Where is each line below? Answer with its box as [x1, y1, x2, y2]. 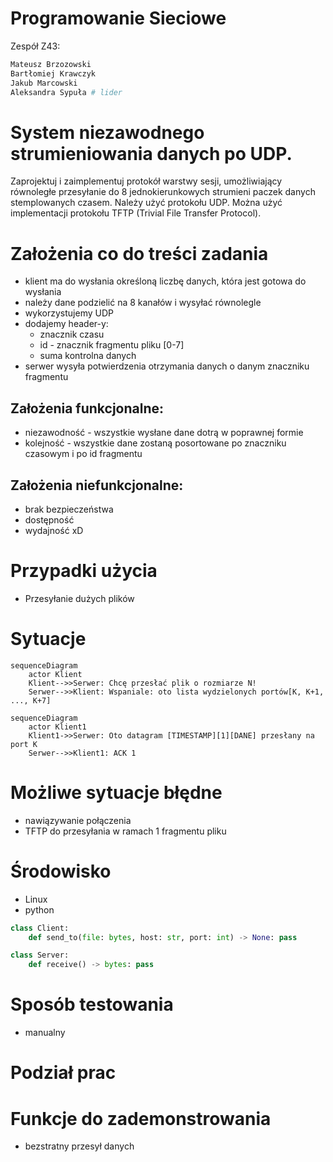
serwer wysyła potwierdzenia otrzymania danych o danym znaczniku [24, 360, 310, 372]
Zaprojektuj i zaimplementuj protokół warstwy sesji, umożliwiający [10, 175, 283, 187]
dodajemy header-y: [24, 318, 109, 330]
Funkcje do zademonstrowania [10, 1107, 272, 1130]
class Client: [10, 923, 70, 933]
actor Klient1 [28, 722, 87, 732]
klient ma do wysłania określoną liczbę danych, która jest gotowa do [24, 275, 307, 287]
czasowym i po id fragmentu [24, 448, 143, 460]
